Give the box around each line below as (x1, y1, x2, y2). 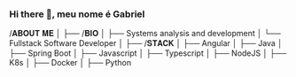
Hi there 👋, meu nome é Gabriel (9, 8, 145, 20)
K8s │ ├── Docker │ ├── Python (9, 58, 131, 68)
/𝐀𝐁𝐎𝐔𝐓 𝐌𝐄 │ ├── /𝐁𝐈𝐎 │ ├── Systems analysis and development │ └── (9, 28, 281, 39)
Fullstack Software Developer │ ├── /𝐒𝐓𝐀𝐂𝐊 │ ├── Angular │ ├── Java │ (9, 38, 284, 49)
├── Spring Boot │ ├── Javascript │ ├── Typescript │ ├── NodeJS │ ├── (9, 48, 287, 58)
